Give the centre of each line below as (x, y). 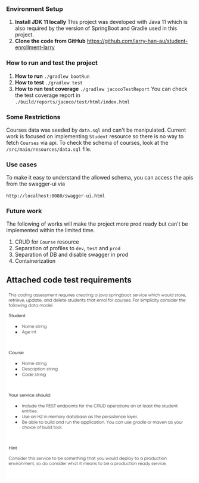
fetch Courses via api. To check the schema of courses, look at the (87, 142)
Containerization (35, 261)
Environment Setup (35, 9)
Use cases (22, 165)
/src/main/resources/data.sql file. (49, 149)
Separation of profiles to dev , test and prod (68, 248)
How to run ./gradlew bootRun (52, 76)
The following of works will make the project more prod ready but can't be (97, 224)
